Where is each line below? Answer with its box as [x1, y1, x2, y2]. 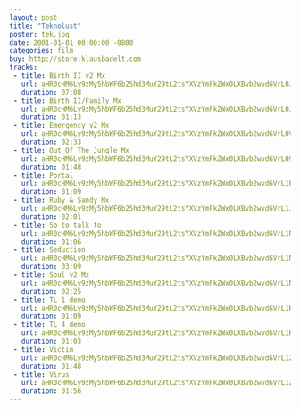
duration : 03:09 [21, 263, 82, 271]
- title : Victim [12, 345, 74, 354]
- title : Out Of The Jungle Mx [12, 146, 129, 154]
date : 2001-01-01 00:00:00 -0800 [9, 38, 134, 47]
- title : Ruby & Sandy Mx [12, 196, 110, 205]
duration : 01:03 [21, 337, 82, 346]
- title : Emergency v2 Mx [12, 121, 110, 130]
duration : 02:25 [21, 287, 82, 296]
